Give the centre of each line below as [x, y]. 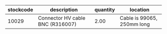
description [64, 10]
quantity [105, 10]
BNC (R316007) [57, 24]
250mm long [135, 24]
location [140, 10]
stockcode [20, 10]
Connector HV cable [62, 18]
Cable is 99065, [139, 18]
